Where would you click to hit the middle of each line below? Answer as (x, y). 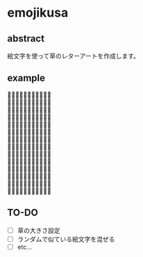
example (26, 78)
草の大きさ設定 (39, 230)
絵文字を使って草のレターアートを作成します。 (74, 56)
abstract (26, 39)
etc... (25, 247)
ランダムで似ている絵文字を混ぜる (66, 239)
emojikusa (38, 13)
